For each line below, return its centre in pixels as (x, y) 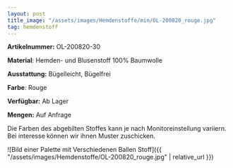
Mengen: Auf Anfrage (40, 115)
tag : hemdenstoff (33, 27)
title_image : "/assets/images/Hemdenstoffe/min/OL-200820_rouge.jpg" (112, 20)
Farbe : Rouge (27, 88)
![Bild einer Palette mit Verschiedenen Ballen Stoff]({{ (85, 150)
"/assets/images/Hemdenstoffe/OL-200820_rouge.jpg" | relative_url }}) (110, 157)
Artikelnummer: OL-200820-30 (54, 47)
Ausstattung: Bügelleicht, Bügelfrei (59, 74)
